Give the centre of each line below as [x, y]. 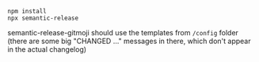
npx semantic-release [43, 18]
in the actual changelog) [47, 49]
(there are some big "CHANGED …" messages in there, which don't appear [129, 41]
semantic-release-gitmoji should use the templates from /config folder [123, 33]
